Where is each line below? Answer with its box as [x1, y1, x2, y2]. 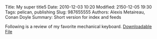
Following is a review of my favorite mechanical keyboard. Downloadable [5, 24, 152, 29]
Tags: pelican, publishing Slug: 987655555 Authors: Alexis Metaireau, [5, 9, 145, 15]
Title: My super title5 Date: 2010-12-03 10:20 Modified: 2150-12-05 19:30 [5, 4, 152, 10]
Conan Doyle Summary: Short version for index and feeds [5, 14, 121, 20]
